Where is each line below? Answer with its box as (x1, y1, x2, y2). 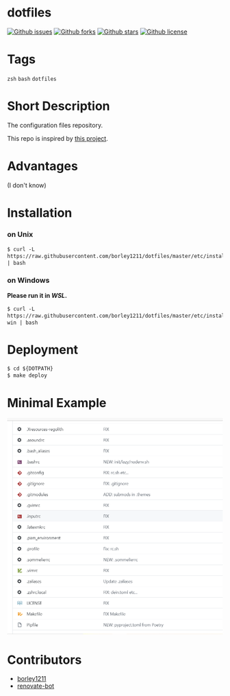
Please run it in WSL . (7, 291, 67, 299)
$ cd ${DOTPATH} (7, 365, 53, 372)
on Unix (7, 229, 34, 239)
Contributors (7, 652, 82, 667)
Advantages (7, 159, 79, 174)
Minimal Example (7, 395, 107, 410)
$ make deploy (7, 372, 48, 379)
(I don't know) (7, 181, 47, 189)
